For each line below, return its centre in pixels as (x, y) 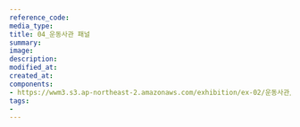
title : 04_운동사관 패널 (50, 34)
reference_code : (39, 17)
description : (33, 59)
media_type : (31, 26)
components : (31, 84)
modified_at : (33, 68)
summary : (25, 42)
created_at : (31, 76)
